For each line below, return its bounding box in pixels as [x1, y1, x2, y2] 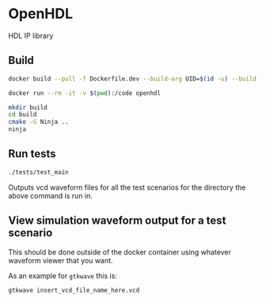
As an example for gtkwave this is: [8, 270, 117, 281]
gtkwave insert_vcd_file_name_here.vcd [8, 286, 140, 294]
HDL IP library [8, 31, 54, 40]
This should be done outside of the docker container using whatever [8, 247, 232, 257]
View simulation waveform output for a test [8, 214, 226, 228]
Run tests [8, 147, 56, 160]
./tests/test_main [8, 168, 69, 176]
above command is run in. [8, 191, 93, 200]
